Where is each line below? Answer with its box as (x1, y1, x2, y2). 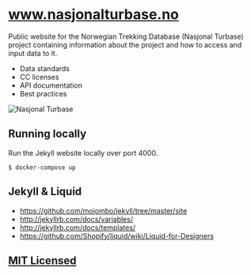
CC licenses (19, 72, 59, 81)
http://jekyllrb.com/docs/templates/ (19, 223, 136, 232)
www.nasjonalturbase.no (8, 6, 180, 24)
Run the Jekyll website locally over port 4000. (8, 148, 158, 157)
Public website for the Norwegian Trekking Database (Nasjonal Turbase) (8, 32, 244, 41)
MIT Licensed (8, 254, 77, 267)
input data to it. (8, 48, 58, 58)
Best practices (19, 89, 67, 98)
